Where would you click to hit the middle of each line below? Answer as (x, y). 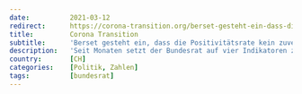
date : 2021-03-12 (60, 17)
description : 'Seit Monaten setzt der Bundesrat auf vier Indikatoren (148, 51)
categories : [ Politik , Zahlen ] (74, 68)
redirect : (28, 26)
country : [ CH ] (48, 59)
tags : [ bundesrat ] (62, 76)
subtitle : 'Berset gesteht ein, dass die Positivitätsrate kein (142, 43)
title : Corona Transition (74, 34)
